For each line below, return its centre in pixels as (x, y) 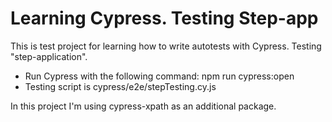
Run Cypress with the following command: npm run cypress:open (159, 76)
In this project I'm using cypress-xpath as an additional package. (143, 106)
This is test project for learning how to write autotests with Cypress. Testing (166, 46)
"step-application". (49, 56)
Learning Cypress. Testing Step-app (164, 18)
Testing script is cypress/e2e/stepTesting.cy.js (120, 86)
